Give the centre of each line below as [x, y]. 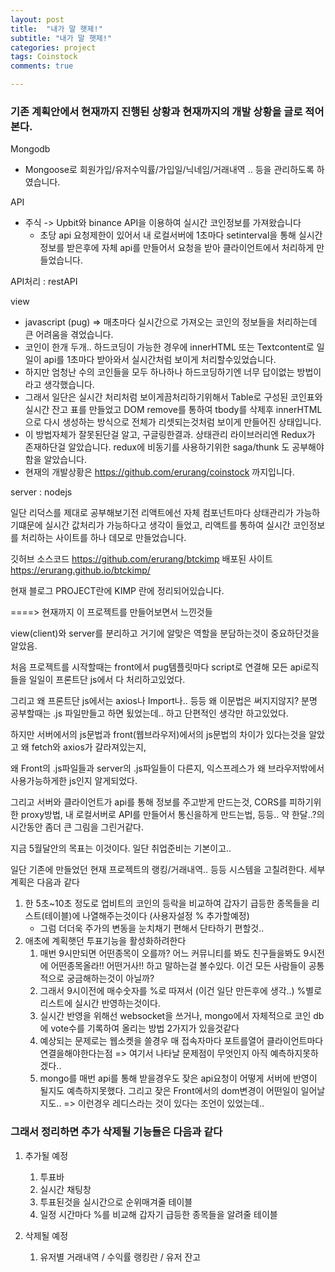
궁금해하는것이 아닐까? [110, 978]
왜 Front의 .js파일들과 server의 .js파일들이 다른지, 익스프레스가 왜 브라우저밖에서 [167, 768]
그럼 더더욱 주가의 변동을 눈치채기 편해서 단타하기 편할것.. [152, 928]
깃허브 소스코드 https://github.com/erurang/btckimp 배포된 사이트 [141, 559]
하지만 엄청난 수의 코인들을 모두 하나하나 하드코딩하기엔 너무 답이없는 [159, 372]
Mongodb [30, 149]
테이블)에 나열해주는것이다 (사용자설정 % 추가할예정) [147, 916]
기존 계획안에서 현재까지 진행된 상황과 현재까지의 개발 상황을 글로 [156, 111]
